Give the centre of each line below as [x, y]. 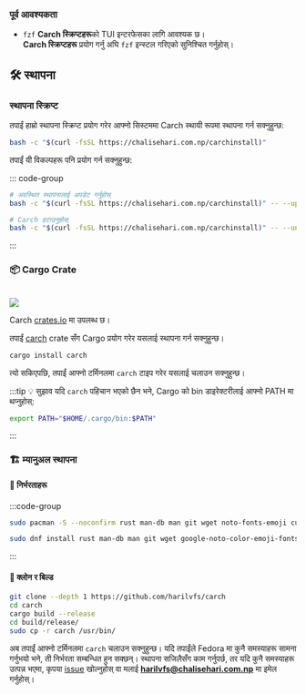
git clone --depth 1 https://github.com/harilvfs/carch [117, 597]
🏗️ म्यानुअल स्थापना [43, 460]
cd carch [26, 606]
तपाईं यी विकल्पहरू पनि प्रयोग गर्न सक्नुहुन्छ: [71, 159]
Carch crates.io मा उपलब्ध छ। [60, 320]
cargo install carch [49, 355]
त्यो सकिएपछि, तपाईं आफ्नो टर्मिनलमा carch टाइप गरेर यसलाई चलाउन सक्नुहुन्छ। [127, 373]
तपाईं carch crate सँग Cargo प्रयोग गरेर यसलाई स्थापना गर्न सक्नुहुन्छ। [117, 338]
